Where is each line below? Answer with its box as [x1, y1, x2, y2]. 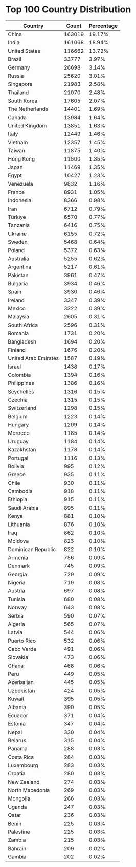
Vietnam [8, 139, 28, 146]
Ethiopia [8, 496, 28, 503]
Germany [8, 64, 30, 71]
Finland [8, 346, 26, 353]
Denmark [8, 562, 30, 569]
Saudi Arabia [8, 504, 39, 511]
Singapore [8, 80, 33, 87]
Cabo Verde [8, 645, 37, 652]
